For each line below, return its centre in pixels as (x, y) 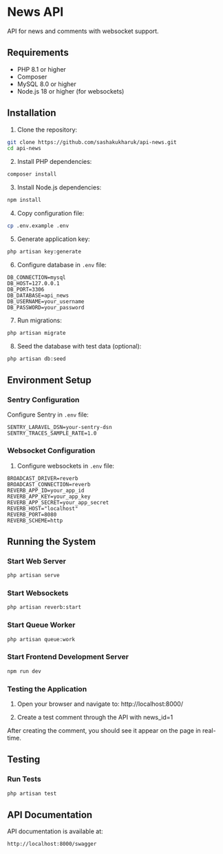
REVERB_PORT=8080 (32, 514)
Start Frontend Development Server (68, 657)
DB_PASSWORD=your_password (46, 307)
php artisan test (32, 793)
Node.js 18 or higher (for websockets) (71, 91)
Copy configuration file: (51, 213)
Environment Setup (49, 380)
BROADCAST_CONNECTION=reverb (49, 484)
